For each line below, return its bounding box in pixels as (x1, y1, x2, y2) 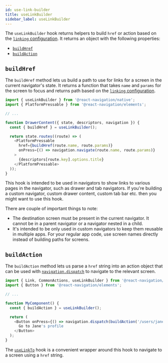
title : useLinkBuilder (5, 12, 52, 17)
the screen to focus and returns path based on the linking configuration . (5, 88, 156, 94)
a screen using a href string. (5, 352, 64, 358)
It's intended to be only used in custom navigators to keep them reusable (12, 226, 163, 232)
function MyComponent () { (5, 300, 59, 305)
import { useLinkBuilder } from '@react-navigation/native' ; (5, 97, 135, 102)
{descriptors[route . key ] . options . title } (18, 157, 104, 162)
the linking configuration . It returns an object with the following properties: (5, 35, 160, 41)
